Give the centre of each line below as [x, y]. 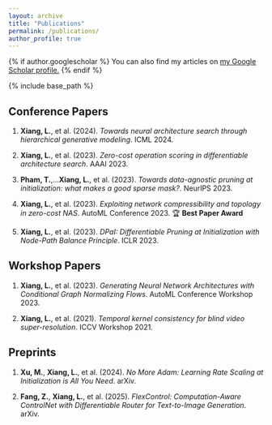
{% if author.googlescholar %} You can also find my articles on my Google [132, 62]
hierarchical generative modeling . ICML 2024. [97, 140]
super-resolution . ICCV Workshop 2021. [87, 327]
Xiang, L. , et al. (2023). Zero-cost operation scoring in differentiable [134, 156]
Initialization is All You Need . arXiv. [78, 380]
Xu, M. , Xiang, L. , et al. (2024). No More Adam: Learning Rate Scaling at [142, 372]
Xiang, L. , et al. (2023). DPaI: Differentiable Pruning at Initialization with [140, 232]
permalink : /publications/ [54, 31]
